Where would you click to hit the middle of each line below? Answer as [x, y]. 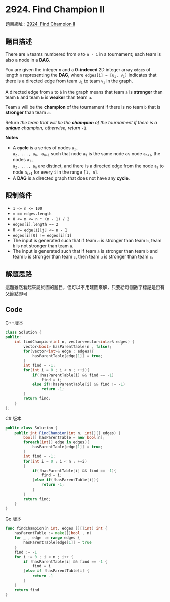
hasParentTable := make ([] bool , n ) [53, 533]
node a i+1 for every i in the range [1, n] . [55, 173]
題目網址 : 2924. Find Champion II [40, 24]
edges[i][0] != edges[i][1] [42, 236]
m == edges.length [32, 214]
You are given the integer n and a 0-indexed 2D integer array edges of [78, 69]
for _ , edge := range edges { [47, 538]
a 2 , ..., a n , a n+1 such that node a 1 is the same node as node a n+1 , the [87, 154]
